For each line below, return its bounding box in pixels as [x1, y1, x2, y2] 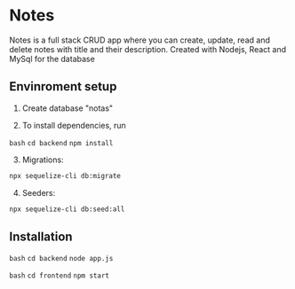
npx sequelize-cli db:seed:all [9, 205, 125, 214]
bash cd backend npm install [9, 138, 114, 147]
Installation [9, 229, 73, 244]
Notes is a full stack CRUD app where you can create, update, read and [9, 35, 271, 45]
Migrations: [21, 154, 64, 165]
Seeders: [21, 187, 56, 198]
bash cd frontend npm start [9, 271, 109, 280]
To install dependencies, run [21, 120, 126, 130]
